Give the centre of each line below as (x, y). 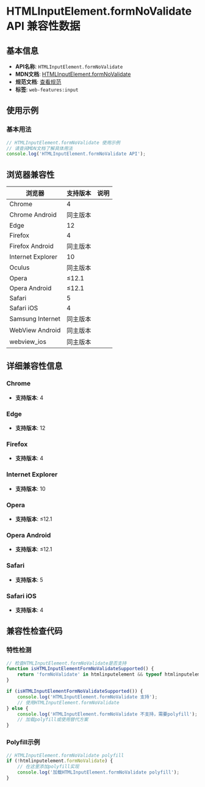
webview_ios (28, 342)
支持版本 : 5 (29, 580)
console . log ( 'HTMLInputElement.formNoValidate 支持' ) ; (88, 697)
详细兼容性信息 (34, 366)
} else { (17, 708)
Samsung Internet (35, 319)
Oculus (20, 267)
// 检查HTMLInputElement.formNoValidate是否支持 (67, 663)
